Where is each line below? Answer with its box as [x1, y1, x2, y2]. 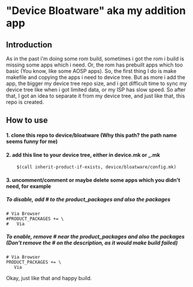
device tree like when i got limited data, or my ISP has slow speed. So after [6, 86, 186, 93]
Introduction [6, 40, 53, 50]
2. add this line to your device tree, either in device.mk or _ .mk [6, 151, 160, 158]
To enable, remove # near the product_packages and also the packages [6, 233, 185, 240]
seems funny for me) [6, 138, 58, 145]
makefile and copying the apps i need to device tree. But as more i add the [6, 74, 185, 80]
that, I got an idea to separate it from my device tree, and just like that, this [6, 92, 185, 99]
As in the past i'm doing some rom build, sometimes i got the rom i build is [6, 55, 184, 62]
